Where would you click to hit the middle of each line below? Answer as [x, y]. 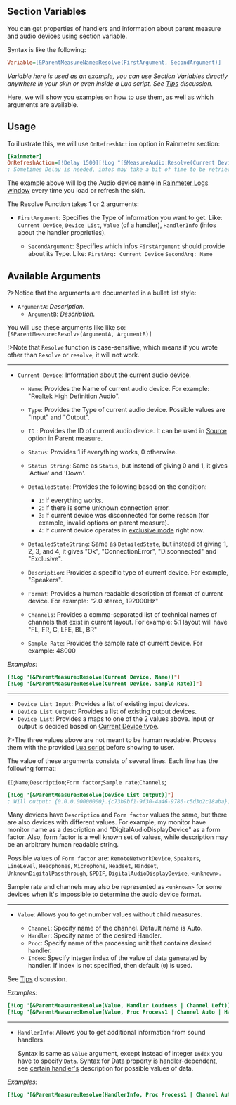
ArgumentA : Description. [51, 306]
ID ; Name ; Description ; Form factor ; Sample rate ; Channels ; [87, 782]
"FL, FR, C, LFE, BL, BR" [63, 630]
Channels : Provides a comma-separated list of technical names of [123, 614]
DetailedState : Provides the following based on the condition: [117, 486]
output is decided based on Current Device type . [88, 726]
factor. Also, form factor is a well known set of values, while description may [118, 837]
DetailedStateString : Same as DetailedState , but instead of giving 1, [128, 544]
